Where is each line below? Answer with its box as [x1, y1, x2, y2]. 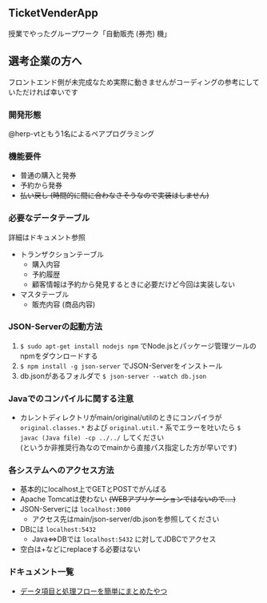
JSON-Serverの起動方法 [8, 321, 103, 332]
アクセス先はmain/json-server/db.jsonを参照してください [31, 514, 220, 524]
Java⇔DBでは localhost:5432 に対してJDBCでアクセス [31, 534, 217, 544]
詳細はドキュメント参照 [8, 232, 86, 242]
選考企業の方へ [8, 54, 82, 68]
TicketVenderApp [8, 6, 98, 20]
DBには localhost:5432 [19, 525, 97, 534]
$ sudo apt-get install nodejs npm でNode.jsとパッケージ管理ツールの [19, 340, 257, 351]
